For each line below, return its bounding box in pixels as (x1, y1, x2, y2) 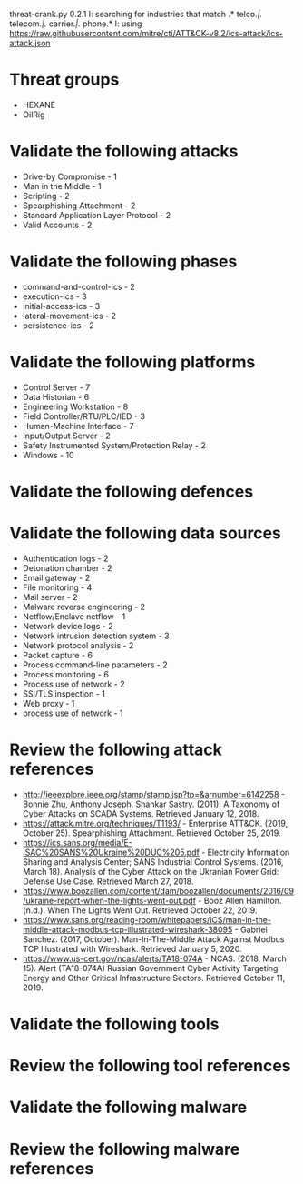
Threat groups (9, 69, 120, 90)
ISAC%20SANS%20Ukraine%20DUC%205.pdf (22, 847, 200, 858)
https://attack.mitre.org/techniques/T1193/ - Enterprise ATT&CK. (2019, (22, 818, 288, 828)
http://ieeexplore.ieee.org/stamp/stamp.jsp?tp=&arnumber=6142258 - (22, 788, 286, 799)
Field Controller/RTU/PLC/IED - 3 (22, 410, 145, 422)
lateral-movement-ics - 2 (22, 310, 116, 321)
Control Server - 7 (22, 382, 91, 393)
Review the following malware (9, 1139, 240, 1159)
